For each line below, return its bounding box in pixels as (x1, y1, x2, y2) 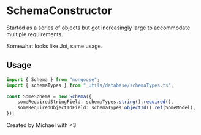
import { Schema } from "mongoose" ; (6, 76, 100, 83)
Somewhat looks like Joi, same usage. (6, 42, 103, 50)
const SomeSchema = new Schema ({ (6, 93, 92, 99)
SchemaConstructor (6, 4, 112, 18)
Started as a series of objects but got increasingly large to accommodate (6, 24, 191, 31)
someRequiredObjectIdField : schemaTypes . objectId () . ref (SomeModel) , (17, 105, 196, 111)
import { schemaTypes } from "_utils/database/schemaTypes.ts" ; (6, 82, 174, 88)
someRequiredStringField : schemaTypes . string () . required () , (17, 99, 174, 105)
